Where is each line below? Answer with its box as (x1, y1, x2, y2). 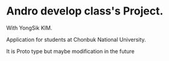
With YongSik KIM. (6, 24, 53, 31)
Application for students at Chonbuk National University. (6, 36, 146, 43)
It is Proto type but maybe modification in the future (6, 47, 135, 55)
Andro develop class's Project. (6, 4, 164, 18)
